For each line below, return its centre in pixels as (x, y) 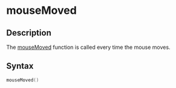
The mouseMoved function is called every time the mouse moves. (88, 47)
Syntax (20, 66)
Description (29, 33)
